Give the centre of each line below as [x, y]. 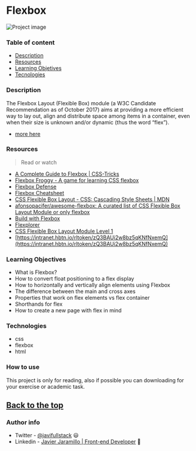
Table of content [30, 42]
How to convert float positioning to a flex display [74, 279]
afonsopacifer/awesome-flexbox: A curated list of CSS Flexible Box [97, 205]
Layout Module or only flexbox [52, 212]
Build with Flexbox [37, 218]
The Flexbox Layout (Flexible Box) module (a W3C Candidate [81, 103]
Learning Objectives [36, 259]
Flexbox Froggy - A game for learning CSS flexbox [77, 180]
